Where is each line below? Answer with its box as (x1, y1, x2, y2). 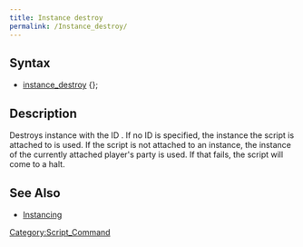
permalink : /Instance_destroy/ (9, 22, 128, 31)
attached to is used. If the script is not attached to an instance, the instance (9, 140, 292, 151)
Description (9, 105, 77, 121)
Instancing (22, 209, 63, 220)
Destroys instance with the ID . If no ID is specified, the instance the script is (9, 130, 295, 141)
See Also (9, 185, 61, 201)
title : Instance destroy (9, 13, 103, 23)
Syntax (9, 55, 51, 71)
